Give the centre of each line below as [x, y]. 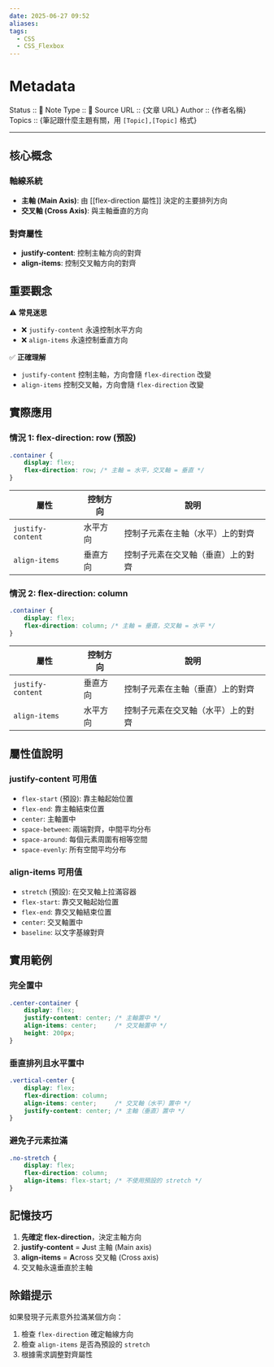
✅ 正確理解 [28, 357]
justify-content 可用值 [53, 780]
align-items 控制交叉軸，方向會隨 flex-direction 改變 [112, 384]
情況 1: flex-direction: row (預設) [73, 438]
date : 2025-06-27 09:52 [50, 16]
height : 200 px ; [50, 1033]
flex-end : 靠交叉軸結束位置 [66, 911]
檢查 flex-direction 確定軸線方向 [77, 1334]
